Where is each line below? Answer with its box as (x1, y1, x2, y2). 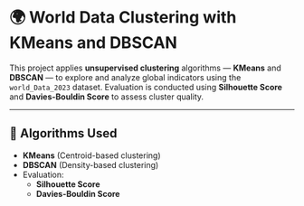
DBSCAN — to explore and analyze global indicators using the (9, 71, 242, 82)
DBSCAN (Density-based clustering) (22, 159, 159, 170)
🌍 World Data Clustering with (9, 7, 237, 28)
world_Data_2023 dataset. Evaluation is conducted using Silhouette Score (9, 81, 283, 92)
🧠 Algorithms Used (9, 126, 118, 141)
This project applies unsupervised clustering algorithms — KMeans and (9, 62, 282, 73)
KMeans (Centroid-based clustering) (22, 150, 161, 161)
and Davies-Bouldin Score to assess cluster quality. (9, 91, 204, 102)
